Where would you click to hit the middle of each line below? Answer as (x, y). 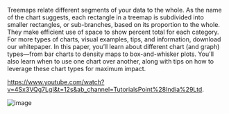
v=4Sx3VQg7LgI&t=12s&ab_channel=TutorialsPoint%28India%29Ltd (105, 89)
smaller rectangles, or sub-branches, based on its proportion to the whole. (114, 25)
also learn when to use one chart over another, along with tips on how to (110, 61)
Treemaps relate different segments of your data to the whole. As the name (114, 10)
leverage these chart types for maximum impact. (77, 69)
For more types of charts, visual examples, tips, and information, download (114, 39)
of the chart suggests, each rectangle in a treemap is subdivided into (106, 17)
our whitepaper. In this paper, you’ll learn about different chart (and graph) (113, 47)
